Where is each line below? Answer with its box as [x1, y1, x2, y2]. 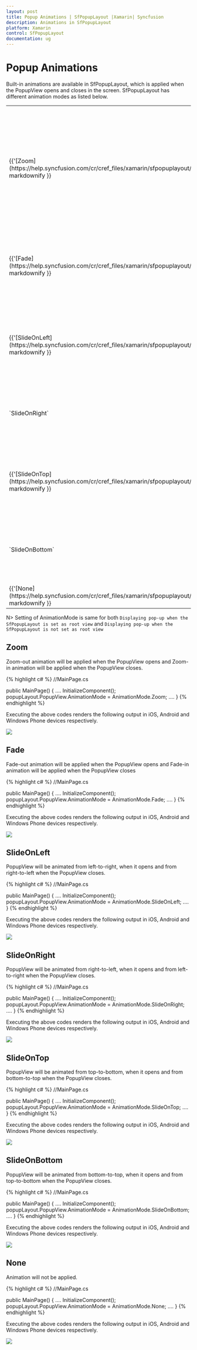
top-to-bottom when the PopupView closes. [6, 1177, 112, 1184]
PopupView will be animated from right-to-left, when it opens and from [6, 966, 177, 973]
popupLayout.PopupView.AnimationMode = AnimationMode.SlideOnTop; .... [6, 1104, 189, 1111]
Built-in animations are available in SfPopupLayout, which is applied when [6, 80, 184, 87]
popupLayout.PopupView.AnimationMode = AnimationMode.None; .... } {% [6, 1302, 186, 1310]
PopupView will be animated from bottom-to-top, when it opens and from [6, 1171, 184, 1178]
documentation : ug [6, 36, 51, 42]
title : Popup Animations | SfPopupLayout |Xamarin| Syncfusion [6, 14, 164, 20]
